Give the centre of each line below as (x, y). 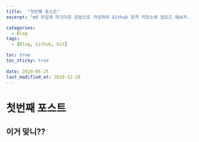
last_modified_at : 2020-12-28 (44, 77)
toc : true (18, 55)
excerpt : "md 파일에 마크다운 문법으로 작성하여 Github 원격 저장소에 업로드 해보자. (98, 17)
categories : (21, 28)
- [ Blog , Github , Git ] (39, 44)
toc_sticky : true (28, 60)
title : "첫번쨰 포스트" (33, 12)
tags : (13, 39)
